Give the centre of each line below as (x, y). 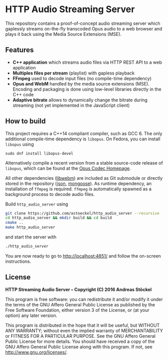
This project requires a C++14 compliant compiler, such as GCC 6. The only (84, 133)
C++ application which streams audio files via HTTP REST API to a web (87, 62)
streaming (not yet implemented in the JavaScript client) (71, 105)
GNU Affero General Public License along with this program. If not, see (79, 347)
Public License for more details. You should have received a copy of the (80, 341)
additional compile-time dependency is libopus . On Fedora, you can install (83, 139)
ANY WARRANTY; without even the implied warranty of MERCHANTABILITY (84, 331)
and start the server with (31, 237)
